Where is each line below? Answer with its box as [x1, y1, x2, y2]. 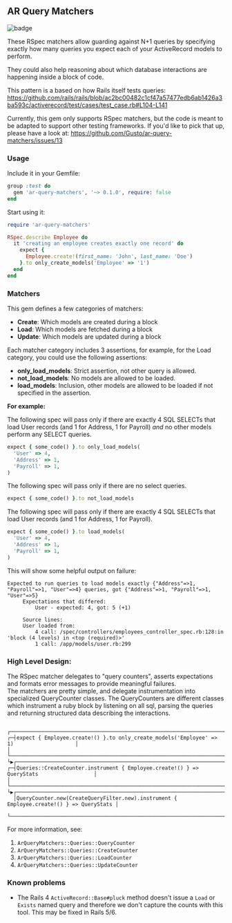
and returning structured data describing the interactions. [7, 709, 171, 717]
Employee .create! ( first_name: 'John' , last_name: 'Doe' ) [25, 253, 193, 260]
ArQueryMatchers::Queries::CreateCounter [17, 847, 138, 854]
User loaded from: [22, 622, 76, 629]
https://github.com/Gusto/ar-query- [70, 129, 173, 137]
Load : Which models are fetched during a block [17, 325, 153, 334]
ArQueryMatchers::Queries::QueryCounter [17, 839, 135, 846]
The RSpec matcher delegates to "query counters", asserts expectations [7, 672, 213, 680]
